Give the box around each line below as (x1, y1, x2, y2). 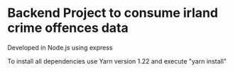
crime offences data (7, 20, 129, 36)
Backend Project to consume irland (7, 5, 219, 21)
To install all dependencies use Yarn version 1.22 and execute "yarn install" (7, 56, 227, 65)
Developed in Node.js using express (7, 43, 113, 52)
